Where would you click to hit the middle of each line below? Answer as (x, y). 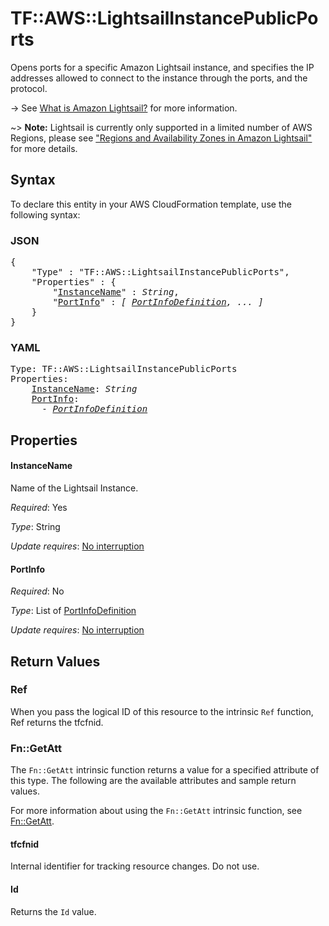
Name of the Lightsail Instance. (74, 488)
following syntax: (45, 214)
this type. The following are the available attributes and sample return (153, 781)
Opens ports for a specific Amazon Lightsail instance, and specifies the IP (162, 67)
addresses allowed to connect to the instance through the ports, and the (159, 78)
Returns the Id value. (53, 911)
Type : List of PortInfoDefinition (73, 611)
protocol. (29, 88)
